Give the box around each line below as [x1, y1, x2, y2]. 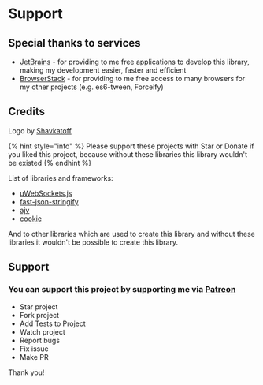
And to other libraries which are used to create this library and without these [8, 229, 256, 238]
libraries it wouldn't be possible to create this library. [8, 237, 179, 247]
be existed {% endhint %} [8, 158, 92, 167]
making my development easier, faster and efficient [19, 65, 187, 75]
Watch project [19, 327, 65, 336]
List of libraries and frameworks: [8, 173, 113, 182]
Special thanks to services [8, 36, 141, 50]
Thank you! [8, 368, 45, 377]
